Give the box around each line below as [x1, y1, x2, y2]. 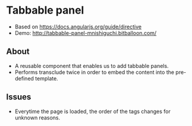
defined [14, 75, 34, 82]
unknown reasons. [14, 114, 61, 121]
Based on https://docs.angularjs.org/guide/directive [14, 23, 141, 30]
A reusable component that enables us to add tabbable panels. [14, 62, 169, 69]
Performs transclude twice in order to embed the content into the [14, 69, 174, 76]
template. [35, 75, 58, 82]
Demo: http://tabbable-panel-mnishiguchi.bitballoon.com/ [14, 29, 157, 36]
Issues [6, 92, 32, 102]
